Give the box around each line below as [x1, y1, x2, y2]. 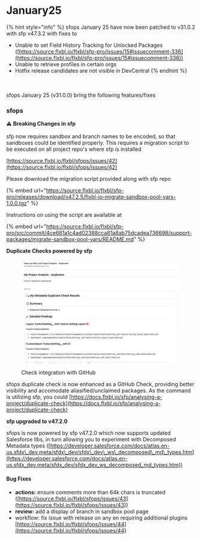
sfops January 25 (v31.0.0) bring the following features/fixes [6, 91, 156, 99]
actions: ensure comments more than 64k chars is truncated [14, 488, 166, 496]
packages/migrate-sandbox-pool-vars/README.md [6, 235, 134, 243]
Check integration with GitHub [21, 369, 96, 376]
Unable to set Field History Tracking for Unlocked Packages [14, 41, 163, 49]
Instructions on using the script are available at [6, 211, 122, 219]
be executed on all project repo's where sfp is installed [6, 145, 142, 153]
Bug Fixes [6, 475, 32, 482]
